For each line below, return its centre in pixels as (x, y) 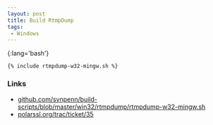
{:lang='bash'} (28, 53)
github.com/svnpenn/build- (57, 99)
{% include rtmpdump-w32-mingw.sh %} (63, 66)
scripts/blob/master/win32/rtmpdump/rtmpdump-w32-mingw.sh (111, 107)
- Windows (25, 33)
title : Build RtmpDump (41, 20)
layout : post (26, 14)
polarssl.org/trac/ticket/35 (55, 114)
